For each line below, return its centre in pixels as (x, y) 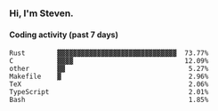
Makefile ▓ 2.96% (109, 77)
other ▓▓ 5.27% (109, 69)
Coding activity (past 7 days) (64, 35)
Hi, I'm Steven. (41, 13)
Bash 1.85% (109, 100)
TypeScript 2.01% (109, 92)
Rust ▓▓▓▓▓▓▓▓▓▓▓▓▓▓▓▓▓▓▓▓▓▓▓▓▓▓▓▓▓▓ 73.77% (109, 53)
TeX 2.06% (109, 84)
